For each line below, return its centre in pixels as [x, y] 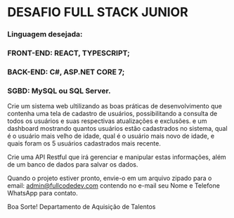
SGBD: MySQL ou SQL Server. [59, 91]
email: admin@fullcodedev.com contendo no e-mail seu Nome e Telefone [113, 186]
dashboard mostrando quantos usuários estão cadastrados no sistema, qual [117, 129]
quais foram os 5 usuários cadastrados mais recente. [84, 143]
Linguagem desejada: [45, 34]
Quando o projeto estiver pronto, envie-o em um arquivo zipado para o [110, 178]
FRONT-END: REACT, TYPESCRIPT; [69, 53]
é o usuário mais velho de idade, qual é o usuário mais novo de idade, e [111, 136]
